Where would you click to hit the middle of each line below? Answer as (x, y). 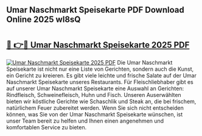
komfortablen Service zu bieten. (47, 127)
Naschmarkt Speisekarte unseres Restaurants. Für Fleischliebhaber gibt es (100, 82)
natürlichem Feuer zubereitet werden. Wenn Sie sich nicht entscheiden (95, 108)
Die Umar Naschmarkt (145, 63)
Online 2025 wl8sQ (44, 20)
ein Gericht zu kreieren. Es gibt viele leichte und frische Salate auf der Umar (101, 75)
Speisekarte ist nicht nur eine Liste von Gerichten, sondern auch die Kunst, (100, 69)
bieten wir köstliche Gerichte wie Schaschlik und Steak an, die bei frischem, (101, 101)
